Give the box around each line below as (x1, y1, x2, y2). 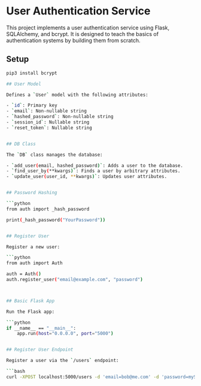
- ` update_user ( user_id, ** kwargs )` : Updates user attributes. (6, 174, 167, 180)
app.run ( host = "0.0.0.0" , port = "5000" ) (17, 331, 114, 337)
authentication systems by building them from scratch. (6, 37, 141, 44)
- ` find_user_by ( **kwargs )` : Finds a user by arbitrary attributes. (6, 168, 181, 174)
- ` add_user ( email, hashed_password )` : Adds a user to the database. (6, 162, 184, 168)
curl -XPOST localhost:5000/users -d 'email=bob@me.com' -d (6, 373, 160, 380)
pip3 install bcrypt (6, 70, 58, 76)
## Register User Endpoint (6, 346, 74, 353)
